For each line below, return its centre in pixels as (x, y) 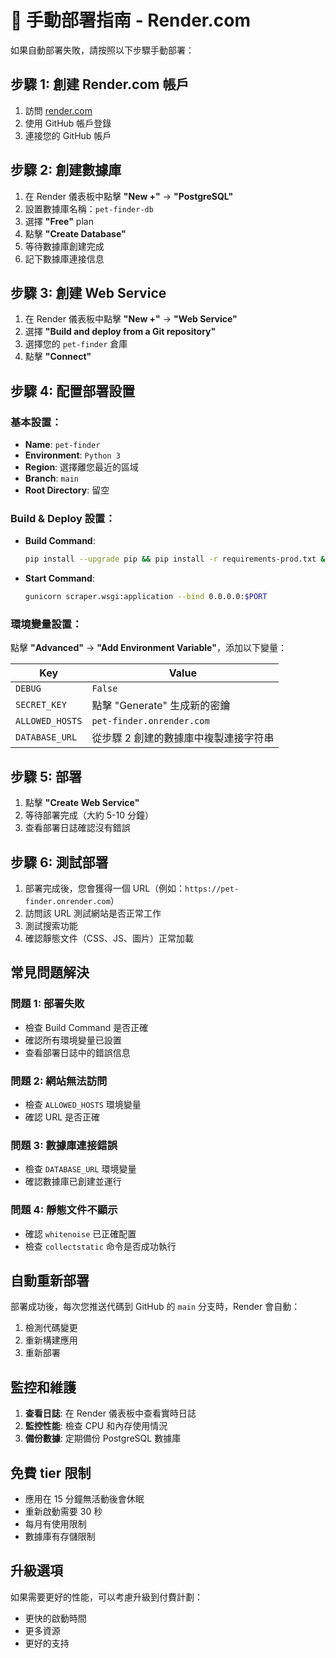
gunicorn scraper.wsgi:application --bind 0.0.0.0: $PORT (146, 597)
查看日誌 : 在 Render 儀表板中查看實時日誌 (110, 1413)
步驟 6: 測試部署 (59, 862)
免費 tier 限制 (51, 1472)
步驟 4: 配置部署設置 (73, 391)
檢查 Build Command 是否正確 (86, 1027)
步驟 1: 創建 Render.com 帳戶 (100, 84)
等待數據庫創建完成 (64, 246)
